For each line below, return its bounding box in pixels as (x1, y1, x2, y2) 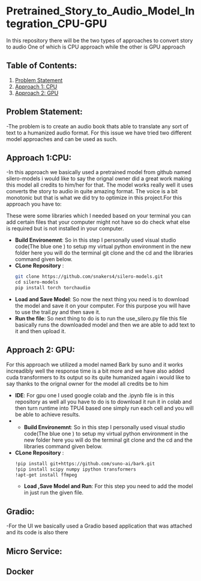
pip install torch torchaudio (14, 285, 91, 291)
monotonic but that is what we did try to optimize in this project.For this (6, 194, 182, 202)
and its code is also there (6, 529, 68, 536)
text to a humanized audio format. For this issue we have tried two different (6, 129, 192, 136)
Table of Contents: (6, 61, 77, 71)
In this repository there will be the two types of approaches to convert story (6, 37, 193, 44)
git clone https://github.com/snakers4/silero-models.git (14, 274, 163, 280)
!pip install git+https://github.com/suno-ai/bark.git (14, 460, 155, 466)
